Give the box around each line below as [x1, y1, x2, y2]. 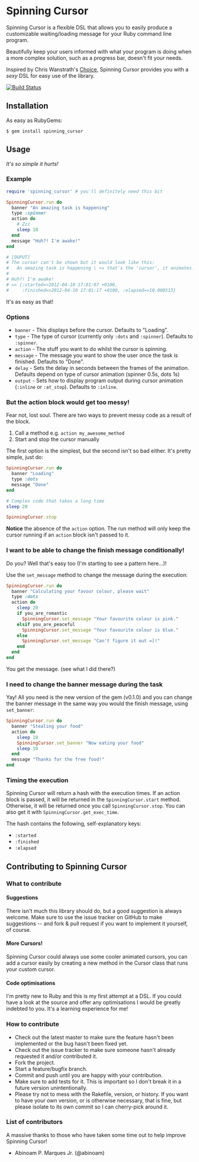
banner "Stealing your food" [11, 724, 84, 730]
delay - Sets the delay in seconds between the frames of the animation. [14, 365, 190, 372]
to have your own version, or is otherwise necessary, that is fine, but [14, 1097, 182, 1104]
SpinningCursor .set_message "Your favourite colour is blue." [21, 627, 179, 633]
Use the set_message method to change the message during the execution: [6, 571, 188, 578]
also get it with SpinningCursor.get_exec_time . [6, 809, 120, 816]
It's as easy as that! [6, 298, 54, 305]
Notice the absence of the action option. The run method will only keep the [6, 525, 191, 532]
